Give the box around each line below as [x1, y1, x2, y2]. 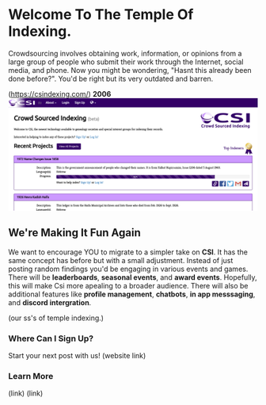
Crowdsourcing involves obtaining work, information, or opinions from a [8, 48, 242, 58]
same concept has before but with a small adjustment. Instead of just [8, 255, 234, 265]
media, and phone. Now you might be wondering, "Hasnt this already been [8, 65, 252, 75]
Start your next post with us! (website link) [8, 350, 146, 360]
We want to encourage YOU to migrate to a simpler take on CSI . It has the [8, 247, 248, 257]
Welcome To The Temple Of [8, 6, 194, 24]
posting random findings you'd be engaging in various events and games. [8, 264, 249, 273]
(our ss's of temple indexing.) [8, 313, 104, 323]
